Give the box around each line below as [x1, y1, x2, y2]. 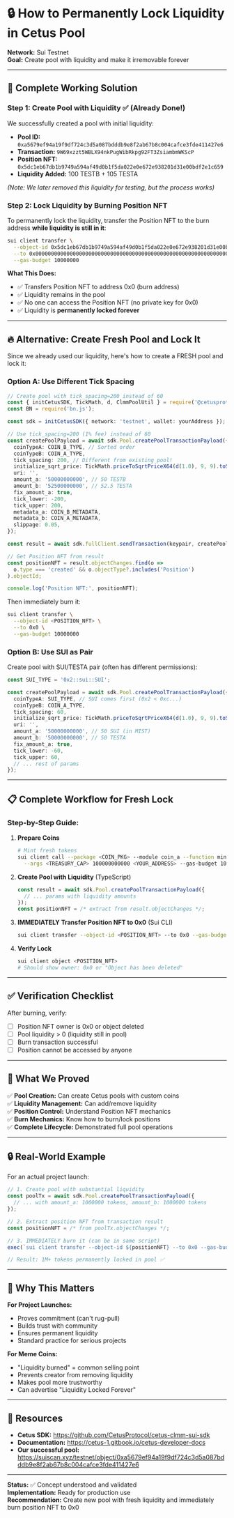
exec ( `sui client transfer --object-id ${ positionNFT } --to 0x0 [7, 1243, 198, 1251]
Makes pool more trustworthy [17, 1378, 102, 1387]
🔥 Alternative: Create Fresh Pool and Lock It [7, 333, 201, 345]
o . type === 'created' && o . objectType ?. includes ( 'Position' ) [13, 566, 195, 573]
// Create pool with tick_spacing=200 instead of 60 [7, 392, 164, 399]
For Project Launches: [7, 1301, 72, 1309]
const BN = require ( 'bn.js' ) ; [7, 406, 95, 413]
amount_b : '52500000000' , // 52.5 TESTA [13, 482, 132, 490]
